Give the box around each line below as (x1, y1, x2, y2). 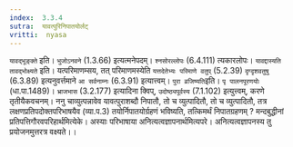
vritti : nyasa (9, 30, 67, 39)
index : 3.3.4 (9, 13, 64, 23)
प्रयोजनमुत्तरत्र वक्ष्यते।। (9, 126, 77, 137)
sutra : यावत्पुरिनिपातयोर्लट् (9, 22, 89, 31)
